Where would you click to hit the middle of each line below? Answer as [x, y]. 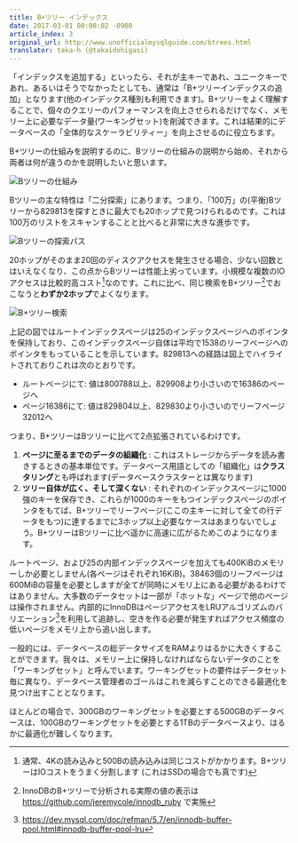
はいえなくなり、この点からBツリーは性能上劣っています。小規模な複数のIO [147, 271]
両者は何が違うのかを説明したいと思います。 [90, 163]
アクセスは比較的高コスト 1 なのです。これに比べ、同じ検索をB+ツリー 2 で [141, 282]
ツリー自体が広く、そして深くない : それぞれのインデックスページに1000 [154, 488]
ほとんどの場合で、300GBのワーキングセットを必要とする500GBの [131, 712]
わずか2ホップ [66, 293]
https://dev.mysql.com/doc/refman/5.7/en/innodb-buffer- [127, 820]
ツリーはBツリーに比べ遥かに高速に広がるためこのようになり [159, 532]
